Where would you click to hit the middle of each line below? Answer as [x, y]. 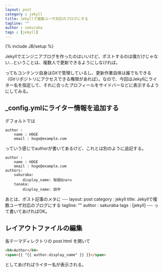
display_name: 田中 [42, 189]
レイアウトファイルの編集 [44, 228]
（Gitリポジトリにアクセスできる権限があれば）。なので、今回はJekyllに [77, 79]
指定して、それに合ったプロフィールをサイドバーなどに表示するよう [90, 85]
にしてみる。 [18, 91]
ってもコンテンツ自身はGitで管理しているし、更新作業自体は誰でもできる [78, 73]
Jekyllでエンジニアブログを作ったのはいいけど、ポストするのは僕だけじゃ [80, 56]
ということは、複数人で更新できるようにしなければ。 [67, 62]
